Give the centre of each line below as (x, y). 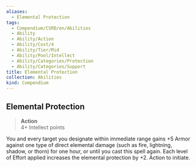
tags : (13, 22)
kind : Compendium (27, 83)
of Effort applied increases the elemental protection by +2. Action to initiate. (98, 158)
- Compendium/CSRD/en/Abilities (51, 28)
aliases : (17, 12)
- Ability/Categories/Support (48, 66)
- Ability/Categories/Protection (53, 61)
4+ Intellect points (43, 127)
